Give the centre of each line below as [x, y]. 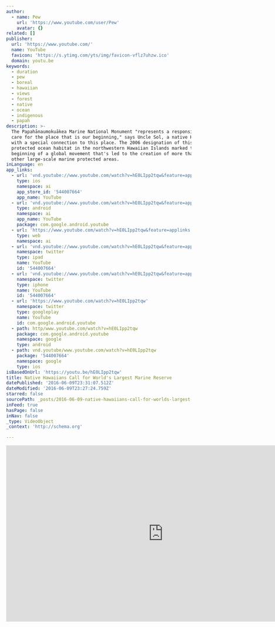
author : [16, 11]
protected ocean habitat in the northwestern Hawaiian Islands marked [100, 148]
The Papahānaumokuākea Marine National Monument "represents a [90, 132]
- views [21, 93]
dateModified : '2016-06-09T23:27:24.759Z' [59, 388]
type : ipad [30, 257]
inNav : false [22, 416]
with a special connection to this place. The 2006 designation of [96, 142]
